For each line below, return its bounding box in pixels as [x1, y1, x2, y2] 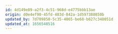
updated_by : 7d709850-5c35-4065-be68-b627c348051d [5, 16, 113, 21]
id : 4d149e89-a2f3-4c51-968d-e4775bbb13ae [5, 7, 95, 12]
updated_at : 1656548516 [5, 21, 55, 26]
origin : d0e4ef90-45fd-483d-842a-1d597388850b [5, 12, 104, 17]
